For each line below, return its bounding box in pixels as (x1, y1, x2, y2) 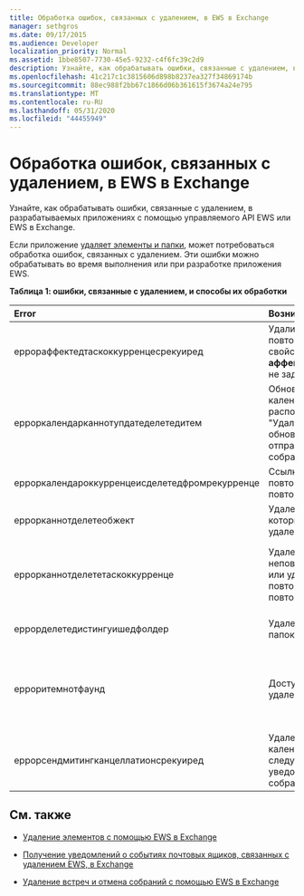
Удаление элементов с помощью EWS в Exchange (22, 831, 217, 843)
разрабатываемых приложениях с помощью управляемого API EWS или (9, 212, 291, 223)
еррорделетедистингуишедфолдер (14, 622, 169, 635)
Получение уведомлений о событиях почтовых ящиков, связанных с (22, 849, 290, 860)
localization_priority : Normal (9, 47, 128, 56)
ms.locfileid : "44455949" (9, 114, 107, 123)
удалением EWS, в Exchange (22, 858, 134, 870)
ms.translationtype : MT (9, 89, 100, 98)
